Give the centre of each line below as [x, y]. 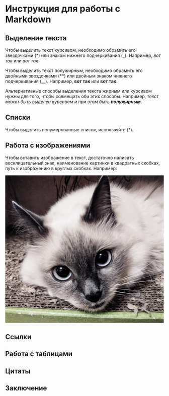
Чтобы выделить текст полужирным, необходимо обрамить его [74, 70]
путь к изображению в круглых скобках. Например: [61, 168]
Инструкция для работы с [63, 9]
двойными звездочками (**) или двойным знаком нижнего [69, 76]
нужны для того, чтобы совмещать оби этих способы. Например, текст [82, 96]
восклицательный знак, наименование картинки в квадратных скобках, [82, 163]
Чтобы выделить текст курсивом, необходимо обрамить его [70, 50]
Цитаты [18, 371]
